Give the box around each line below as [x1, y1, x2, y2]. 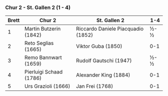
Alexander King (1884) [75, 71, 130, 78]
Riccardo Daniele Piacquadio [75, 25, 144, 32]
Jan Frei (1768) [75, 83, 113, 90]
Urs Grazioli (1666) [24, 83, 70, 90]
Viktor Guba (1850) [75, 43, 122, 50]
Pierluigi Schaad [24, 68, 63, 75]
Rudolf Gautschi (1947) [75, 57, 132, 64]
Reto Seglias [24, 39, 54, 46]
